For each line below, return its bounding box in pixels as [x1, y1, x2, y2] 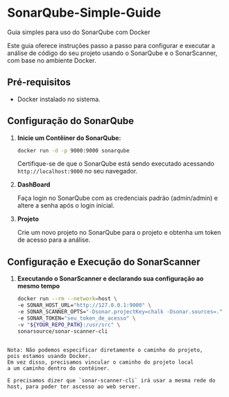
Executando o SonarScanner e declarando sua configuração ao [17, 274, 204, 283]
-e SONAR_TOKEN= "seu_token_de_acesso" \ [17, 315, 136, 322]
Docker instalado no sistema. [17, 95, 101, 103]
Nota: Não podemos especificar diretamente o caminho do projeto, [7, 346, 203, 353]
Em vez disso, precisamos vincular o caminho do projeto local [7, 359, 194, 366]
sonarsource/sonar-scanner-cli [17, 327, 108, 335]
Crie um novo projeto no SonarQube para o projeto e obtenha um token [17, 228, 221, 237]
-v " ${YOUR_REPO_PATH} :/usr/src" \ [17, 321, 121, 328]
